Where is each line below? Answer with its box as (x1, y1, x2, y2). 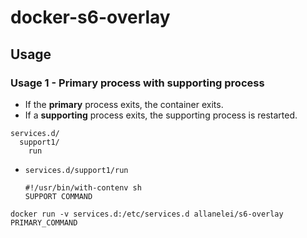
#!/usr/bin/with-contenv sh (24, 182, 142, 193)
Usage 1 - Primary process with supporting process (10, 76, 265, 90)
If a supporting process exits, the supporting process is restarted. (24, 109, 298, 121)
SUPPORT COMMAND (24, 191, 93, 201)
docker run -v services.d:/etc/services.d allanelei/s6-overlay (10, 209, 284, 219)
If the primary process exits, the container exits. (24, 98, 224, 110)
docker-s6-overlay (10, 6, 171, 29)
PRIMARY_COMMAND (10, 217, 78, 228)
